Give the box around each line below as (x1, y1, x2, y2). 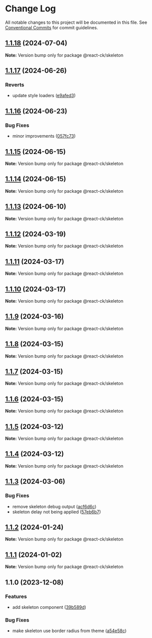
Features (5, 593, 27, 600)
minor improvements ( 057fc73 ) (12, 133, 76, 139)
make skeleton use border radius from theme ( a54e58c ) (12, 628, 127, 634)
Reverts (5, 81, 25, 88)
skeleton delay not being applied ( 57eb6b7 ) (12, 509, 101, 515)
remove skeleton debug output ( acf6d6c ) (12, 503, 97, 509)
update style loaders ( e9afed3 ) (12, 93, 76, 99)
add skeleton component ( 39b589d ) (12, 604, 87, 610)
